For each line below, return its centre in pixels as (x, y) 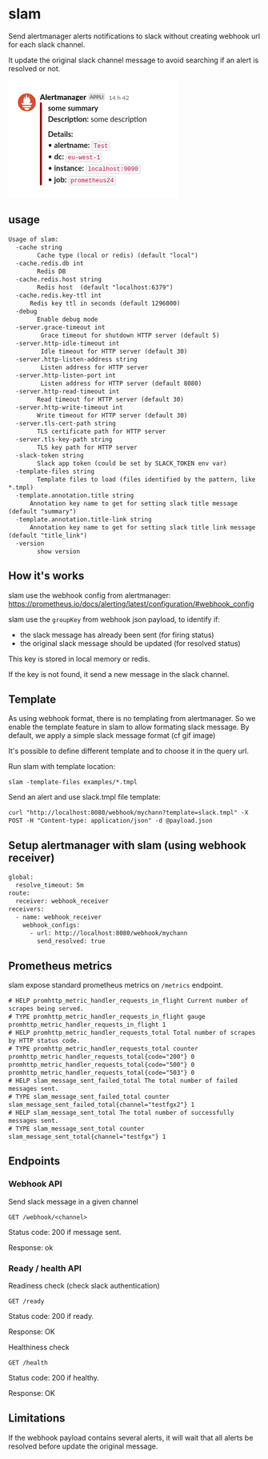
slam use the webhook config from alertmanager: (90, 595)
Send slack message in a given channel (73, 1201)
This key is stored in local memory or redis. (79, 659)
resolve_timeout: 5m (50, 885)
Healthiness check (39, 1347)
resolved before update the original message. (83, 1446)
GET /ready (26, 1301)
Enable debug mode (68, 319)
